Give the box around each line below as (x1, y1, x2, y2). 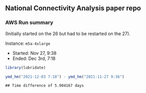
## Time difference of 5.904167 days (5, 83, 84, 88)
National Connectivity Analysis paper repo (5, 4, 141, 13)
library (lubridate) (5, 65, 46, 70)
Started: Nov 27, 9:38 (12, 50, 57, 56)
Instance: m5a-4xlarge (5, 40, 51, 46)
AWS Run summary (5, 19, 54, 26)
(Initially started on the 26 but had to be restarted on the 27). (5, 30, 130, 37)
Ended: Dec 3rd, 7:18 (12, 55, 56, 61)
